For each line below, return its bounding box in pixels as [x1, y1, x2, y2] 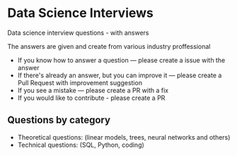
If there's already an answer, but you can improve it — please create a [17, 71, 222, 79]
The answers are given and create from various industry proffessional [7, 42, 211, 50]
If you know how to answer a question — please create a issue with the [17, 55, 226, 65]
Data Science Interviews [7, 5, 154, 21]
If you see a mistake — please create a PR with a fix [17, 86, 168, 94]
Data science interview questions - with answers [7, 28, 149, 37]
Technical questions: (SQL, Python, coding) [17, 140, 145, 149]
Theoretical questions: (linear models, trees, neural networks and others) [17, 133, 231, 141]
